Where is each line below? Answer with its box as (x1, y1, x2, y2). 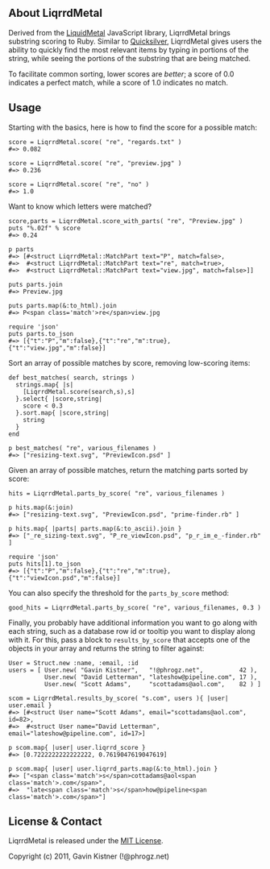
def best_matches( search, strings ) (8, 374, 135, 382)
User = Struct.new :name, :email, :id (8, 659, 139, 667)
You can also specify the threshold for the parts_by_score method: (8, 588, 230, 598)
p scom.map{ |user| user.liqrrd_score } (8, 743, 147, 751)
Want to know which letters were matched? (8, 201, 152, 211)
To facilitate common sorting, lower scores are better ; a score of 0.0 (8, 68, 235, 79)
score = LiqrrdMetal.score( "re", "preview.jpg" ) (8, 159, 182, 168)
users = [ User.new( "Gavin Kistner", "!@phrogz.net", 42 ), (8, 666, 258, 674)
